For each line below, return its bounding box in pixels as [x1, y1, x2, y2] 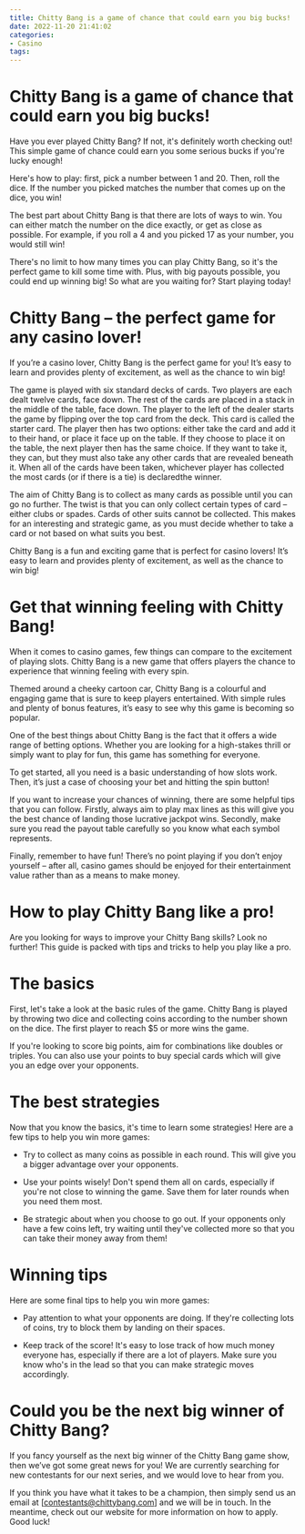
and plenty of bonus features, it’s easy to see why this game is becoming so [9, 702, 294, 713]
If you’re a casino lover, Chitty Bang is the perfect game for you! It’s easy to [9, 357, 292, 368]
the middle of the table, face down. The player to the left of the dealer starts [9, 404, 294, 414]
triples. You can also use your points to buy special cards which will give [9, 1050, 281, 1061]
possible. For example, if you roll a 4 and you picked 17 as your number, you [9, 229, 294, 240]
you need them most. [22, 1195, 103, 1206]
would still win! [9, 239, 66, 250]
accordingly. [22, 1368, 70, 1379]
